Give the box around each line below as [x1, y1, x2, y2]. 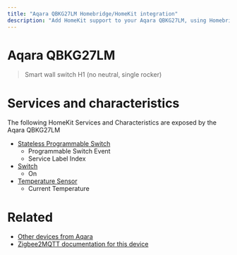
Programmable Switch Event [28, 147, 111, 156]
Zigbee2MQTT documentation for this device [17, 240, 149, 249]
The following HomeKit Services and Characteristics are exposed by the [7, 118, 217, 127]
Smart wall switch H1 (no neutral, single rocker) [24, 70, 162, 79]
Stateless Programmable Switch [17, 139, 111, 148]
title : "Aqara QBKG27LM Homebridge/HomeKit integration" [7, 10, 178, 18]
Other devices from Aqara [17, 232, 93, 241]
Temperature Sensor [17, 177, 78, 185]
